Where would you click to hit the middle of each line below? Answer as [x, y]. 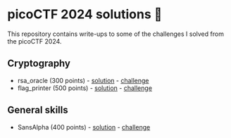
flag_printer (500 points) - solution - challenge [85, 88]
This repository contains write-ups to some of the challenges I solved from [115, 34]
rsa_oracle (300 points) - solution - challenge [83, 80]
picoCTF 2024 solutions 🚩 [85, 14]
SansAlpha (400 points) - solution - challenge [84, 127]
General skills [38, 110]
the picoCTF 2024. [35, 41]
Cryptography [39, 64]
